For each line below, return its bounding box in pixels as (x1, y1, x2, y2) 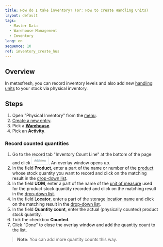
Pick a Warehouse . (12, 123, 51, 129)
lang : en (5, 39, 23, 44)
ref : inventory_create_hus (5, 49, 60, 53)
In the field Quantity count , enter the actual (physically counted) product (12, 206, 159, 212)
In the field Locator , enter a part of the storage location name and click (12, 196, 154, 202)
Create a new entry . (12, 118, 52, 123)
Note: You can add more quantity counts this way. (16, 236, 117, 242)
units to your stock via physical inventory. (5, 86, 88, 91)
